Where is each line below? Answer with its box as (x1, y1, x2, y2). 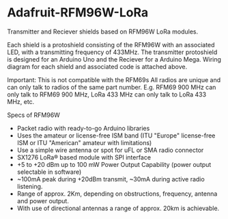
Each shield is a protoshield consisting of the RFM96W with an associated (7, 40, 215, 49)
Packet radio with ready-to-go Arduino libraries (16, 124, 150, 132)
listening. (16, 182, 43, 190)
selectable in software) (16, 168, 82, 176)
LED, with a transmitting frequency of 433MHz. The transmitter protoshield (7, 48, 218, 56)
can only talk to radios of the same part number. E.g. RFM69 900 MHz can (7, 83, 216, 91)
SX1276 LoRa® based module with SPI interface (16, 153, 152, 162)
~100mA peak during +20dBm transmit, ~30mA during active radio (16, 175, 205, 183)
